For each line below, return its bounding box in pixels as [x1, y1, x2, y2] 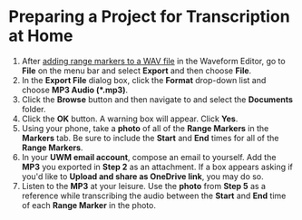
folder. [21, 103, 46, 114]
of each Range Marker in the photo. [21, 199, 156, 210]
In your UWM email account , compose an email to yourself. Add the [21, 151, 277, 162]
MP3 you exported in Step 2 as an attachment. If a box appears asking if [21, 161, 294, 172]
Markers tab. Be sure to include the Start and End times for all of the [21, 132, 279, 143]
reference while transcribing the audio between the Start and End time [21, 190, 287, 201]
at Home [8, 25, 73, 46]
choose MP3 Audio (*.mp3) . [21, 84, 129, 95]
